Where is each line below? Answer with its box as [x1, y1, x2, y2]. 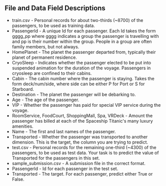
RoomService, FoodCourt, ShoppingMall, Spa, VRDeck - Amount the [11, 112, 153, 119]
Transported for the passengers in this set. [11, 155, 100, 161]
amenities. [11, 123, 33, 129]
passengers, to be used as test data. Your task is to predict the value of [11, 150, 159, 156]
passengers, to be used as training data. [11, 22, 95, 28]
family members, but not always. [11, 43, 79, 49]
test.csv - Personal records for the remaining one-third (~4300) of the [11, 144, 156, 150]
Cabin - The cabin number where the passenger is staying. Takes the [11, 75, 154, 81]
